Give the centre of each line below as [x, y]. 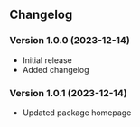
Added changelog [56, 69]
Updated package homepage [77, 113]
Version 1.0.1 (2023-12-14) [69, 93]
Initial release [47, 60]
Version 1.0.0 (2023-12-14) [70, 41]
